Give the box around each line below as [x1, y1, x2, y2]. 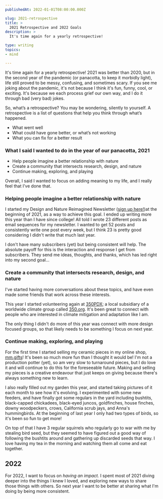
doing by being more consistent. [5, 488, 70, 494]
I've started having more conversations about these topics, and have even [5, 286, 154, 292]
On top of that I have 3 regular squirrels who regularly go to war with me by [5, 425, 156, 431]
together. [5, 445, 23, 451]
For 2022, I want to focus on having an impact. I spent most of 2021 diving [5, 473, 155, 479]
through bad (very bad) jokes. [5, 95, 65, 101]
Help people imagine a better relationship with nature [12, 158, 119, 164]
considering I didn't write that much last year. [5, 232, 96, 238]
